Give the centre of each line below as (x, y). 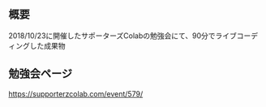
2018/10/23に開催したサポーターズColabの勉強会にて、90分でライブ (123, 36)
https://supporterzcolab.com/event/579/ (76, 94)
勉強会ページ (41, 74)
